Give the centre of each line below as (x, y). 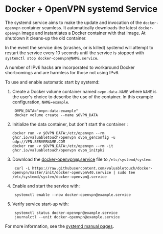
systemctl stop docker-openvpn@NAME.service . (52, 58)
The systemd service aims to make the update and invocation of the (74, 22)
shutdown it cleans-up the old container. (46, 38)
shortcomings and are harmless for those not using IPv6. (62, 72)
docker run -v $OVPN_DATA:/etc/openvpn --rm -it (63, 146)
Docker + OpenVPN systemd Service (81, 9)
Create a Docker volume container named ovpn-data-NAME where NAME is (84, 91)
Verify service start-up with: (40, 204)
